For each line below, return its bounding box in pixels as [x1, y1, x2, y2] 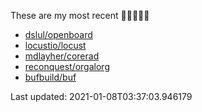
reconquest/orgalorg [24, 61, 110, 72]
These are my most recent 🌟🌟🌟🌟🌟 [10, 10, 150, 21]
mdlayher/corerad [24, 50, 100, 62]
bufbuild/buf [24, 71, 77, 83]
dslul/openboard [24, 29, 93, 40]
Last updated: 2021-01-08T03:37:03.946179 [10, 91, 193, 102]
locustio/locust [24, 40, 87, 51]
